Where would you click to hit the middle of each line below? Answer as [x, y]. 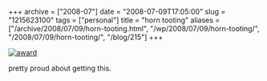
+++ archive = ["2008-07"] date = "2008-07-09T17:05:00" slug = [117, 12]
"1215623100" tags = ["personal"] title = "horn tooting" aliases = [114, 20]
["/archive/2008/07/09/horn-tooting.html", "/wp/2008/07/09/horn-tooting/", [134, 28]
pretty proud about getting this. [60, 68]
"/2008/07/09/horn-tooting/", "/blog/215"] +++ [86, 37]
